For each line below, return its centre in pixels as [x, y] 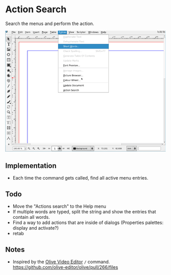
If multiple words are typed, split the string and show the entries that [84, 212]
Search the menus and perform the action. [50, 23]
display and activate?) [36, 228]
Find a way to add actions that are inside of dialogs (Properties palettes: [88, 222]
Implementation [31, 166]
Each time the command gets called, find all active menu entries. [80, 178]
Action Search [36, 9]
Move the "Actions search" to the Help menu [59, 206]
